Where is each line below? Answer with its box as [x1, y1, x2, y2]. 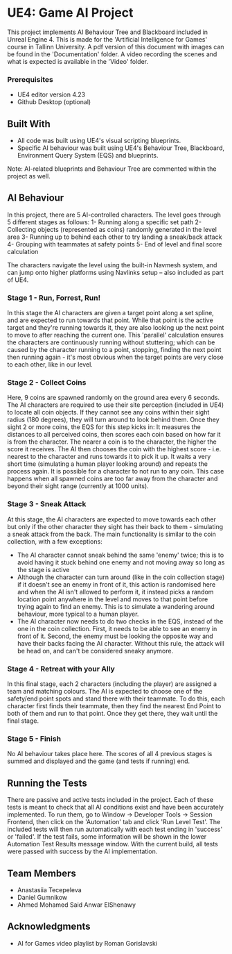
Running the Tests [7, 777, 88, 789]
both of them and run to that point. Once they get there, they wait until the [7, 710, 218, 718]
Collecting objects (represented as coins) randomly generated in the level [7, 225, 217, 233]
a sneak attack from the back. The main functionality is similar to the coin [7, 530, 217, 538]
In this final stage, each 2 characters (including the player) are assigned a [7, 680, 217, 688]
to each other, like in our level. [7, 360, 93, 369]
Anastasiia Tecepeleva [17, 885, 82, 894]
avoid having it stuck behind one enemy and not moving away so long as [17, 558, 225, 567]
